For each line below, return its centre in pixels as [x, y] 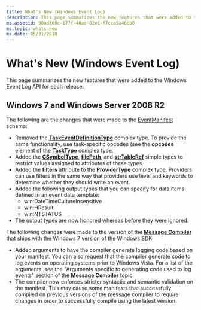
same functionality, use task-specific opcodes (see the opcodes [95, 144]
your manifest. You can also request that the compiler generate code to [103, 256]
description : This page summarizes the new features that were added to [99, 17]
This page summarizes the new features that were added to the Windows [97, 80]
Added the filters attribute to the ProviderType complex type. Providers [103, 169]
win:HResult [39, 208]
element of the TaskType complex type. [64, 150]
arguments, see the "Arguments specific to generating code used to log [103, 269]
